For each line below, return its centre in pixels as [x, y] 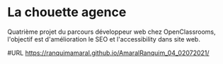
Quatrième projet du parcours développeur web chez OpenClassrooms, [111, 32]
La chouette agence [67, 12]
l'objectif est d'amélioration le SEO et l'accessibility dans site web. [104, 39]
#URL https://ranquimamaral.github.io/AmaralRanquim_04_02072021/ [109, 53]
